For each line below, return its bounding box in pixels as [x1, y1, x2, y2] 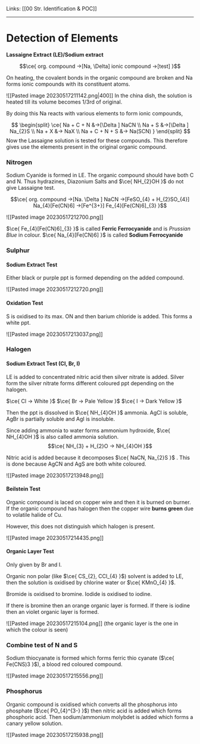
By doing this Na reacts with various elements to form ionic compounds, [6, 109, 183, 117]
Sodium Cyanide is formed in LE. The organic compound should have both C [6, 172, 194, 179]
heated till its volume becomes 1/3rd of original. [6, 98, 123, 105]
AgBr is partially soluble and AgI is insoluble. [6, 415, 115, 422]
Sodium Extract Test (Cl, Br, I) [6, 360, 80, 368]
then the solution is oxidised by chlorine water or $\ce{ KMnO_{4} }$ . [6, 579, 176, 586]
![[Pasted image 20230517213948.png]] [6, 472, 104, 479]
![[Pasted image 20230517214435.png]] [6, 534, 104, 541]
